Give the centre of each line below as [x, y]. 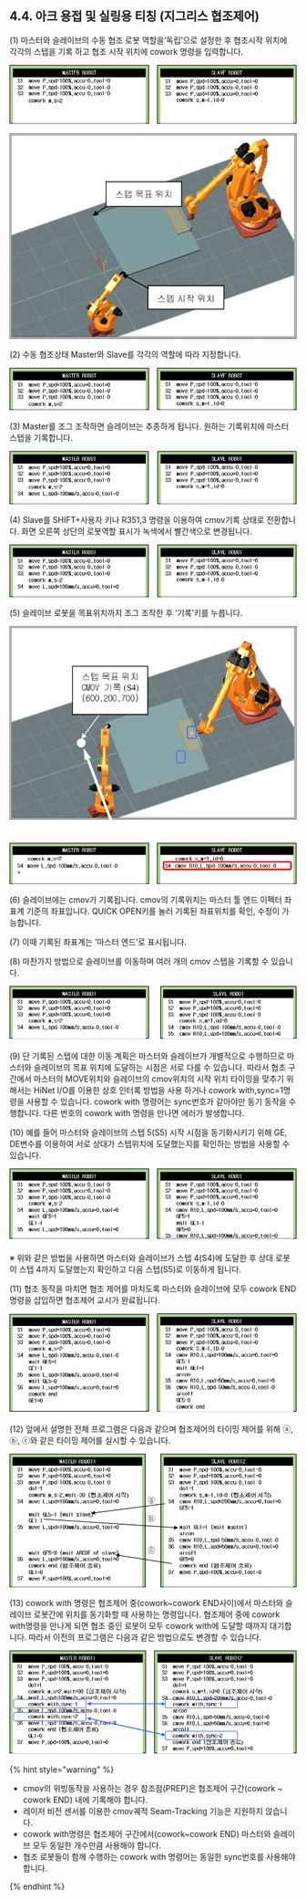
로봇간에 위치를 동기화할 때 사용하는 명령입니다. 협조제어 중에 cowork [157, 1614]
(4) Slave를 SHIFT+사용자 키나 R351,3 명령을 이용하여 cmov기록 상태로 [137, 519]
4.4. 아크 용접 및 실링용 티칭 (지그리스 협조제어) [134, 16]
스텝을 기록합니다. [41, 438]
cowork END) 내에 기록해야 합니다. [85, 1800]
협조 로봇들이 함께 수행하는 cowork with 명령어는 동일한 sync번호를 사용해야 [159, 1856]
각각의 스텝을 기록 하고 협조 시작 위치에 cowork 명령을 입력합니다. [127, 51]
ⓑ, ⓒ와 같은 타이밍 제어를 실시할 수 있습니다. [90, 1440]
